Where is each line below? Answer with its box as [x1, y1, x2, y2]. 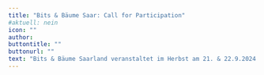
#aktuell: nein [8, 19, 58, 27]
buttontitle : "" [8, 41, 62, 48]
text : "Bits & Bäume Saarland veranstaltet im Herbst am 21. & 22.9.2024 [8, 55, 257, 63]
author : [8, 33, 34, 41]
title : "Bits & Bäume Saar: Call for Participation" [8, 11, 186, 20]
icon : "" [8, 26, 37, 34]
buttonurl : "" [8, 48, 55, 55]
